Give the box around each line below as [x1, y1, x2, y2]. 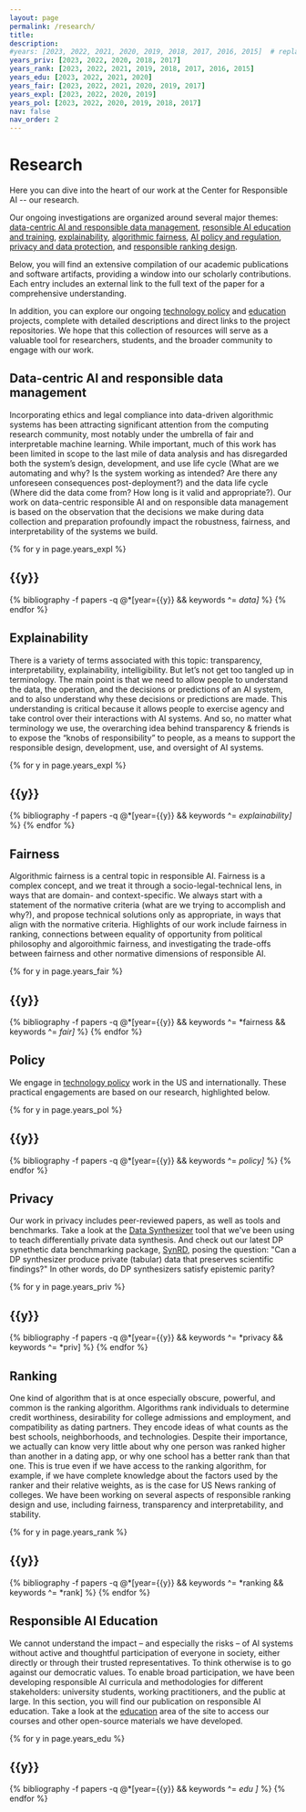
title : [9, 30, 35, 39]
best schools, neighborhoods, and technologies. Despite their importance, [9, 1431, 289, 1442]
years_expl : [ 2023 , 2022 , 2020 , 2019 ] [9, 89, 157, 99]
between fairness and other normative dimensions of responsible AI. [9, 948, 267, 959]
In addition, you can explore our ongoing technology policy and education [9, 306, 287, 317]
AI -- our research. [9, 194, 80, 205]
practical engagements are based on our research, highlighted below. [9, 1086, 270, 1097]
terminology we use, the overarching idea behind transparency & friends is [9, 722, 290, 733]
